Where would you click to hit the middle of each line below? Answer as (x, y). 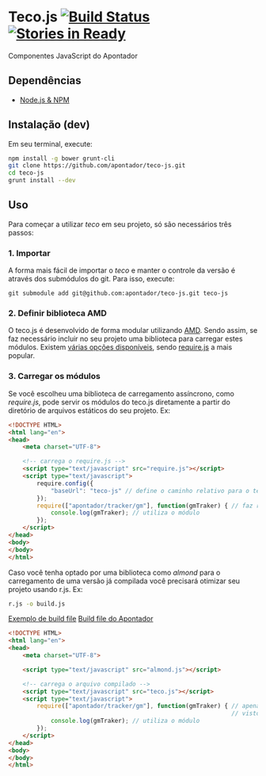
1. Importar (29, 253)
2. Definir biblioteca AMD (57, 313)
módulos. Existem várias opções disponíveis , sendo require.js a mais (120, 347)
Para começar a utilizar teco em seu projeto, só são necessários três (120, 224)
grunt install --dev (42, 181)
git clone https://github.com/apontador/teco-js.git (97, 166)
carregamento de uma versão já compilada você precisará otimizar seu (124, 581)
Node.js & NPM (44, 100)
